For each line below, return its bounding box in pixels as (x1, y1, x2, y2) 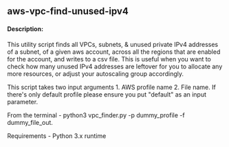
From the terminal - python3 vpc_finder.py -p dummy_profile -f (7, 110, 185, 119)
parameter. (7, 97, 39, 106)
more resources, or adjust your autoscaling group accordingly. (7, 69, 184, 78)
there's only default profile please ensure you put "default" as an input (7, 90, 207, 99)
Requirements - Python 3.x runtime (7, 131, 107, 140)
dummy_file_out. (7, 118, 54, 126)
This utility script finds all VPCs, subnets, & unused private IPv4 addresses (7, 40, 219, 48)
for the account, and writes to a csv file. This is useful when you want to (7, 55, 212, 63)
